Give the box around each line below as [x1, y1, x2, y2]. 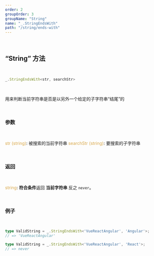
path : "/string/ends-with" [5, 25, 60, 30]
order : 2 [5, 7, 23, 12]
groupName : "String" [5, 16, 47, 21]
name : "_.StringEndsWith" [5, 21, 58, 26]
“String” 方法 [5, 54, 45, 63]
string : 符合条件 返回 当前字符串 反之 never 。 [5, 185, 94, 191]
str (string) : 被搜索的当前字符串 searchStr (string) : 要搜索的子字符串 [5, 140, 141, 146]
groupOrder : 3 [5, 12, 34, 17]
